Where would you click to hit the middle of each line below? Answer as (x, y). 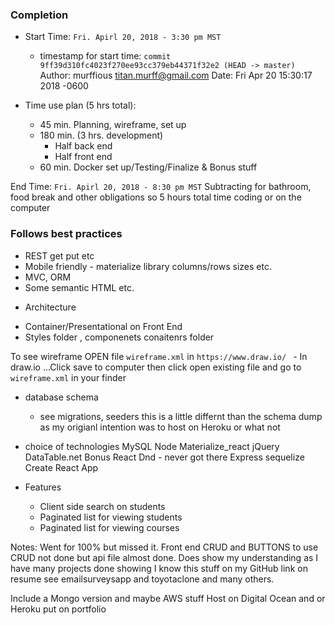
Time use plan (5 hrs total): (80, 105)
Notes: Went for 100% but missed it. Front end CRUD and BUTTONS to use (164, 547)
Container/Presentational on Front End (103, 326)
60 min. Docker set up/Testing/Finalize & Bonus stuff (148, 167)
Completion (39, 15)
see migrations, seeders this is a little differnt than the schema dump (181, 416)
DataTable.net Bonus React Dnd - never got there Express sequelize (164, 457)
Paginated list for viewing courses (109, 527)
